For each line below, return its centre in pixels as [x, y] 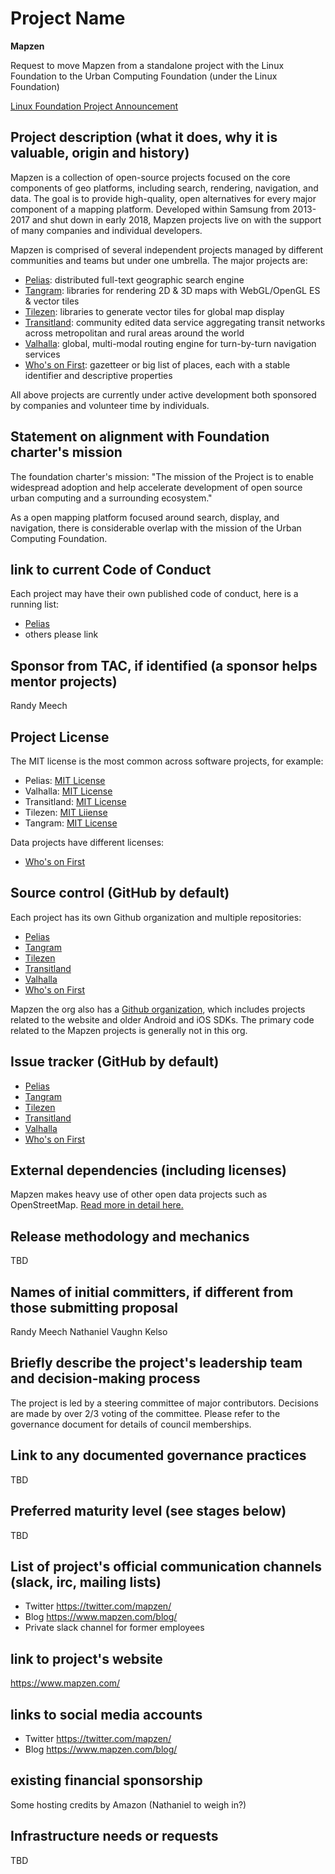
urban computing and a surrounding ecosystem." [111, 498]
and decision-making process [105, 1378]
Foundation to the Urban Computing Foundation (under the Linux [144, 76]
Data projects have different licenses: [87, 842]
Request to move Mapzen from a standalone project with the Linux [147, 65]
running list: [35, 604]
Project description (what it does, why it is [144, 137]
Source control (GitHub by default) [120, 893]
